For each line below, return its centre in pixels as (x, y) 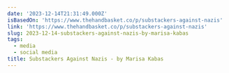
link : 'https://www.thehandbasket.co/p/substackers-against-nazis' (108, 26)
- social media (36, 53)
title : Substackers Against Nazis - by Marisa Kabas (86, 59)
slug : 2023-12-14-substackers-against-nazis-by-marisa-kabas (98, 33)
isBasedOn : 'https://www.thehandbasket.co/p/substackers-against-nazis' (115, 20)
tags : (15, 40)
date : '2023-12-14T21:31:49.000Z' (58, 14)
